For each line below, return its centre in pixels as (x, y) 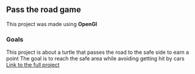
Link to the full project (33, 65)
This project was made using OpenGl (52, 24)
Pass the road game (44, 10)
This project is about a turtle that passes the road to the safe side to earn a (97, 52)
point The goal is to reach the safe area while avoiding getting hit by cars (95, 59)
